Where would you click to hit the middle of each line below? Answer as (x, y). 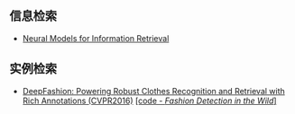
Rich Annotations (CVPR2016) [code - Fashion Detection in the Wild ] (149, 101)
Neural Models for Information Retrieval (96, 38)
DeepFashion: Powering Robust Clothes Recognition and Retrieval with (154, 91)
